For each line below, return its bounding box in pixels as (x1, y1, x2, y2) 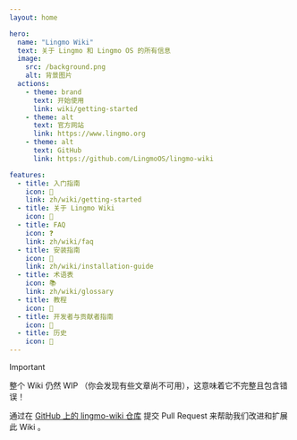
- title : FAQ (17, 220, 66, 229)
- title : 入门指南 (17, 178, 81, 188)
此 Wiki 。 (9, 422, 47, 432)
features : (9, 170, 47, 179)
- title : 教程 (17, 295, 67, 305)
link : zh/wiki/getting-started (25, 195, 142, 204)
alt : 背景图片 (25, 71, 73, 81)
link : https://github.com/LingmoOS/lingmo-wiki (32, 154, 215, 163)
